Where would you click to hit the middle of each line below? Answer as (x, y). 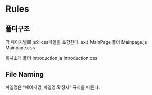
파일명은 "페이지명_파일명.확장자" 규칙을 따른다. (53, 87)
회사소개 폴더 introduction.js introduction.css (51, 58)
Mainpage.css (20, 48)
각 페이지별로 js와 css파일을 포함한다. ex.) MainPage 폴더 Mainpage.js (76, 42)
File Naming (25, 74)
